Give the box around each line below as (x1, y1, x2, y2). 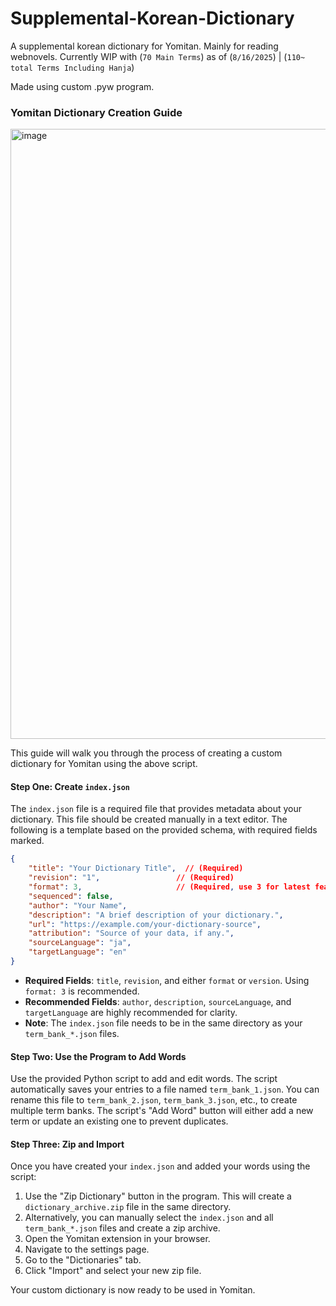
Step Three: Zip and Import (10, 1138, 125, 1150)
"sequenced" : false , (28, 891, 114, 901)
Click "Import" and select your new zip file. (24, 1265, 202, 1277)
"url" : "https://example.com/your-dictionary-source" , (28, 919, 262, 929)
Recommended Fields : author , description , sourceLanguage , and (24, 995, 292, 1007)
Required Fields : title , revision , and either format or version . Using (24, 974, 310, 986)
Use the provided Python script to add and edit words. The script (10, 1073, 278, 1085)
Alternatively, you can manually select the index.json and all (24, 1212, 274, 1224)
